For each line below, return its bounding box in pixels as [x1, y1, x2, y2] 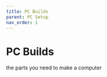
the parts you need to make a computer [6, 64, 102, 71]
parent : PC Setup [6, 14, 49, 20]
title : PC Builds [6, 8, 49, 15]
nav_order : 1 [6, 19, 38, 25]
